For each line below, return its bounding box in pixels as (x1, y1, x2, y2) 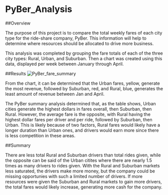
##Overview (5, 20, 31, 26)
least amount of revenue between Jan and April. (5, 91, 105, 97)
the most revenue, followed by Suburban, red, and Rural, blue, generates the (5, 85, 163, 91)
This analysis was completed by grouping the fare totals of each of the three (5, 50, 163, 56)
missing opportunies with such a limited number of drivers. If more (5, 173, 143, 179)
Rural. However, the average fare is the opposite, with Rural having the (5, 111, 151, 117)
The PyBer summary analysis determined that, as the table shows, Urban (5, 100, 156, 106)
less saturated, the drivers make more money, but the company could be (5, 168, 155, 174)
